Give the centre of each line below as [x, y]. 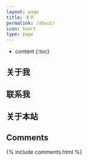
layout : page [23, 12]
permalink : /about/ [31, 23]
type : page [20, 34]
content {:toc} [32, 51]
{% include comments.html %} [44, 152]
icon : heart [21, 29]
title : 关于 [20, 17]
